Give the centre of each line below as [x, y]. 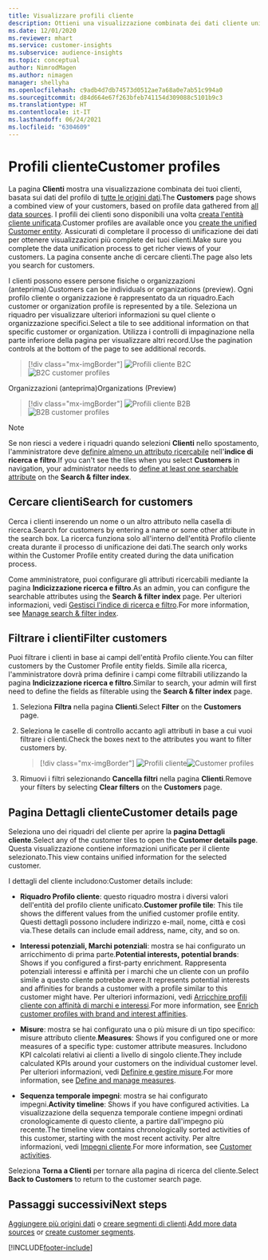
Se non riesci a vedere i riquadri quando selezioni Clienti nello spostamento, [134, 443]
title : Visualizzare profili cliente [71, 16]
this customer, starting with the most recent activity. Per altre [120, 1139]
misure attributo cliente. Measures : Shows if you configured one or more [139, 1038]
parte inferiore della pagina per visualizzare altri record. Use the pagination [130, 340]
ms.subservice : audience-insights [66, 53]
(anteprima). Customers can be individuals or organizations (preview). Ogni [131, 289]
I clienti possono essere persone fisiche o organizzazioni [102, 280]
